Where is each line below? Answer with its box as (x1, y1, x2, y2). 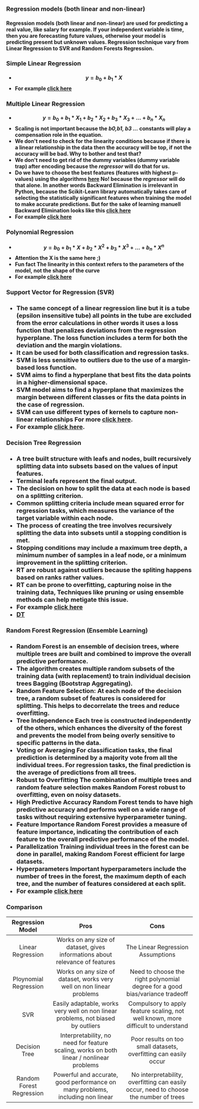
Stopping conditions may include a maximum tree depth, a (16, 544, 188, 552)
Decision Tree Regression (6, 438, 82, 447)
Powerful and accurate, (53, 1070, 118, 1079)
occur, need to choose (126, 1085, 189, 1094)
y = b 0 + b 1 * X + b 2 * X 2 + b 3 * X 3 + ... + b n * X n (43, 243, 165, 252)
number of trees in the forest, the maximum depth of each (16, 872, 187, 880)
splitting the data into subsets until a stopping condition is (16, 529, 187, 537)
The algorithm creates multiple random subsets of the (16, 664, 175, 672)
